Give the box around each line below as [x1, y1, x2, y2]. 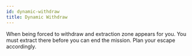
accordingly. [6, 42, 37, 50]
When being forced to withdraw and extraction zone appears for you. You [6, 30, 187, 37]
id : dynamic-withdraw [6, 8, 60, 15]
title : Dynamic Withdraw [6, 14, 68, 20]
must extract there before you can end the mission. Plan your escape [6, 37, 175, 44]
